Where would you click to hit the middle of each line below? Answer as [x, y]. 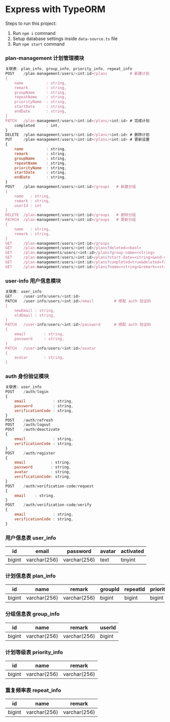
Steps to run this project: [31, 23]
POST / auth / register [30, 453]
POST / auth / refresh [29, 420]
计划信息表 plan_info [30, 575]
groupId [110, 589]
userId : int [28, 206]
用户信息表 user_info [31, 537]
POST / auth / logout [28, 425]
